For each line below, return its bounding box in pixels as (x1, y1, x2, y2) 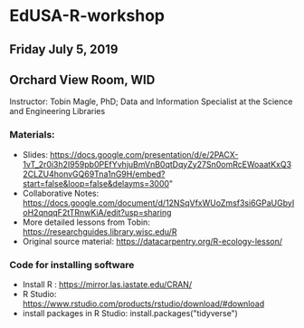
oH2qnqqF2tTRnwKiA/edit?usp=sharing (22, 207, 172, 217)
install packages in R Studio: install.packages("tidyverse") (22, 307, 238, 318)
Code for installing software (9, 258, 135, 271)
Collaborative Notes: (22, 188, 100, 198)
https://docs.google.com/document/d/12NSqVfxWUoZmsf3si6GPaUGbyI (22, 197, 295, 208)
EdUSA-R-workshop (9, 5, 166, 26)
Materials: (9, 129, 56, 141)
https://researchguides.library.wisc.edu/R (22, 226, 177, 236)
